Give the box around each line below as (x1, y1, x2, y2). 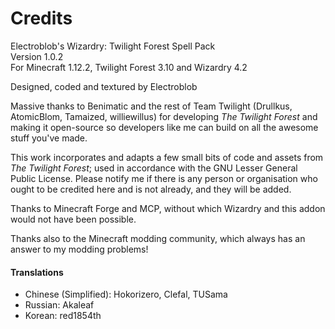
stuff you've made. (10, 132, 88, 144)
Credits (10, 7, 73, 30)
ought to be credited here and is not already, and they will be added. (10, 183, 292, 195)
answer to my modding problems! (10, 243, 149, 255)
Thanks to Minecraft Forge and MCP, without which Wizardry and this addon (10, 202, 326, 214)
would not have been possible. (10, 213, 137, 225)
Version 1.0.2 (10, 50, 64, 62)
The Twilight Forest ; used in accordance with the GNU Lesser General (10, 162, 298, 174)
